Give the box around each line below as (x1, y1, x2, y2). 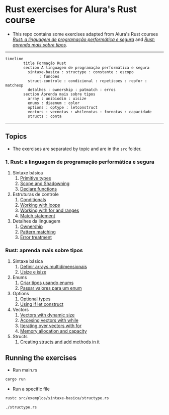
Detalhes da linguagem (12, 218, 60, 224)
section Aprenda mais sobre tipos (23, 91, 96, 97)
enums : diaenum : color (27, 100, 80, 106)
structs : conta (27, 114, 62, 119)
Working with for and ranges (20, 207, 79, 213)
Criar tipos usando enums (20, 280, 74, 286)
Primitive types (20, 175, 51, 181)
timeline (5, 56, 24, 61)
